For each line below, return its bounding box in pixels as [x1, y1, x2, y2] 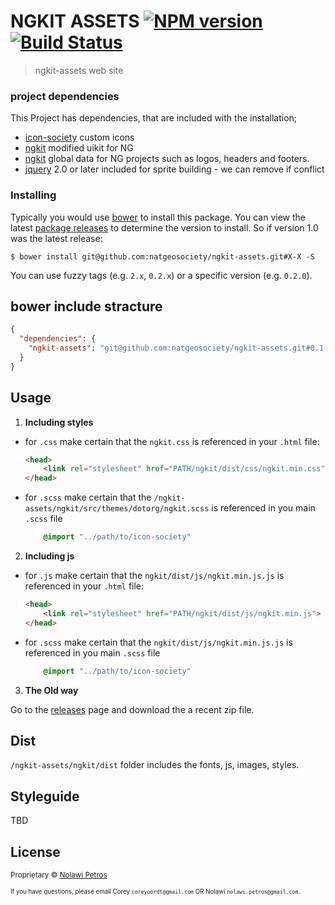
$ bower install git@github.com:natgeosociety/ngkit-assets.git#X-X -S [10, 251, 315, 262]
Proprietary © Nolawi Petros [10, 870, 108, 880]
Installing [10, 188, 57, 202]
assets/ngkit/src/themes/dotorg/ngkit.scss [24, 504, 210, 514]
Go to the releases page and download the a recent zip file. [10, 703, 255, 715]
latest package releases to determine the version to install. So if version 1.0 [10, 221, 319, 234]
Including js [24, 550, 75, 562]
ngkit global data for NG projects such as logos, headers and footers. [24, 153, 310, 165]
